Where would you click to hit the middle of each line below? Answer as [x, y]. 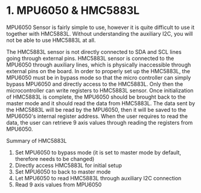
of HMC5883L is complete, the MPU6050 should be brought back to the [96, 97]
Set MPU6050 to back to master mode [63, 172]
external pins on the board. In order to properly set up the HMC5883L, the [98, 71]
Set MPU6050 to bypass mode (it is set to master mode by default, [98, 152]
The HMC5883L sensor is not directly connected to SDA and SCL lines [94, 51]
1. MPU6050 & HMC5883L [73, 11]
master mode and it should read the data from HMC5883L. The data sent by [101, 103]
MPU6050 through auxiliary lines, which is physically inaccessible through [99, 65]
